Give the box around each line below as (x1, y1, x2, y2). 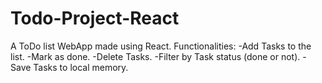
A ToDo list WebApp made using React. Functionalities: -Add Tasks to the (10, 40, 312, 52)
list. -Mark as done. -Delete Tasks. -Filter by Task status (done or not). (10, 50, 301, 62)
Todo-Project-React (10, 7, 180, 30)
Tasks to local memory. (33, 61, 129, 73)
